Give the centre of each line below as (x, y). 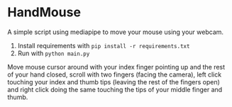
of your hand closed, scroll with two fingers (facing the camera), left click (115, 74)
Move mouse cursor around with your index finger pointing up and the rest (116, 67)
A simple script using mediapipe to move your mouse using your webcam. (116, 32)
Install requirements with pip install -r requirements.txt (104, 45)
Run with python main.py (54, 53)
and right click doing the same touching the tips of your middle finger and (115, 89)
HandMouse (44, 12)
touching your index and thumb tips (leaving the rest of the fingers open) (114, 81)
